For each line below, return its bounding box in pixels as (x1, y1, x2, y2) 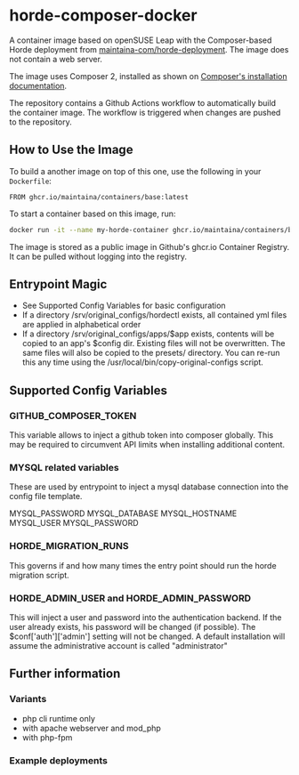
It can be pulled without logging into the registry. (9, 251, 188, 262)
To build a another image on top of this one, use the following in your (9, 165, 262, 176)
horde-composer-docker (9, 5, 198, 26)
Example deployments (9, 754, 109, 766)
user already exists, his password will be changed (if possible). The (9, 622, 256, 633)
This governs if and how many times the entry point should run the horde (9, 560, 278, 570)
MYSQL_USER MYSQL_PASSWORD (9, 518, 140, 529)
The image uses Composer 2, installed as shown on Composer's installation (9, 70, 287, 81)
